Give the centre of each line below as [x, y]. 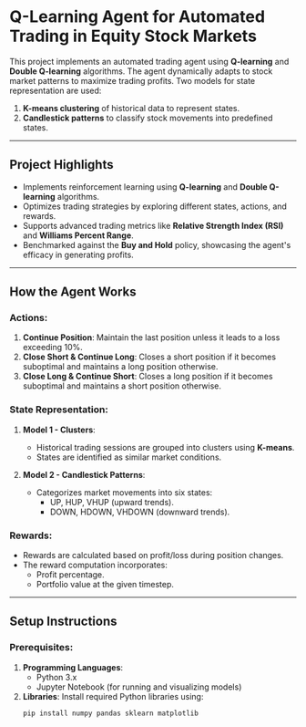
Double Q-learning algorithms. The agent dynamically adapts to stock [141, 71]
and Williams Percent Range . [78, 235]
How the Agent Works [73, 292]
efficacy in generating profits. [78, 254]
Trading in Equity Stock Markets [133, 36]
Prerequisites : [41, 648]
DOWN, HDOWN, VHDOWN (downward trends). [140, 512]
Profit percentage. [70, 575]
